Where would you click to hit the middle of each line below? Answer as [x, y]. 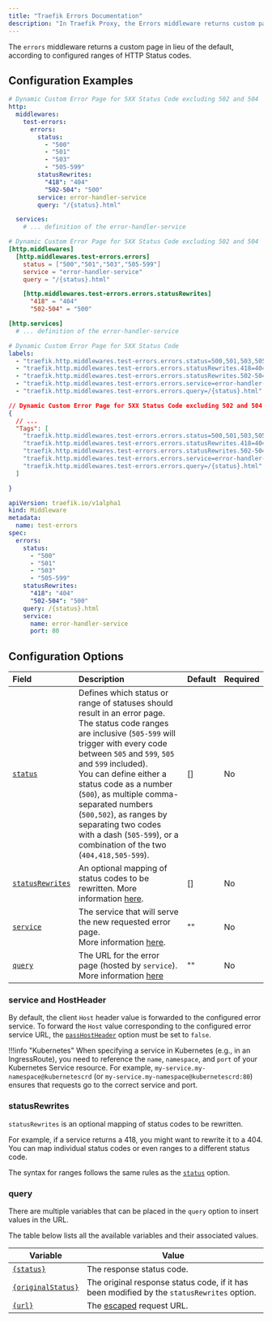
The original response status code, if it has [167, 1282]
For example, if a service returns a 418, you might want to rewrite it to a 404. [136, 1140]
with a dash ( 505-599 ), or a [129, 835]
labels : [21, 354]
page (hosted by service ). [128, 966]
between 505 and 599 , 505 [126, 753]
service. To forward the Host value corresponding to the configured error [130, 1026]
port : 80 [45, 631]
